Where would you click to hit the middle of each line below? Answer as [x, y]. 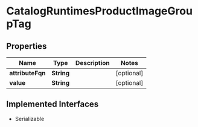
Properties [27, 46]
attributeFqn [28, 73]
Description [92, 63]
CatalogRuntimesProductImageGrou [100, 11]
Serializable [30, 119]
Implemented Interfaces [53, 104]
